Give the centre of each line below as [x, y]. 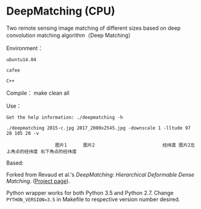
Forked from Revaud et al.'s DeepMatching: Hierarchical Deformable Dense [100, 174]
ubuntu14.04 [21, 60]
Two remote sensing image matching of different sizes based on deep [94, 28]
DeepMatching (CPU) [61, 11]
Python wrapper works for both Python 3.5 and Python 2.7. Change [90, 193]
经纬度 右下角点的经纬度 [50, 151]
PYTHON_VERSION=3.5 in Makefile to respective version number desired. [93, 199]
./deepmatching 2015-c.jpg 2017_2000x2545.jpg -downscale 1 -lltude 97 [98, 128]
